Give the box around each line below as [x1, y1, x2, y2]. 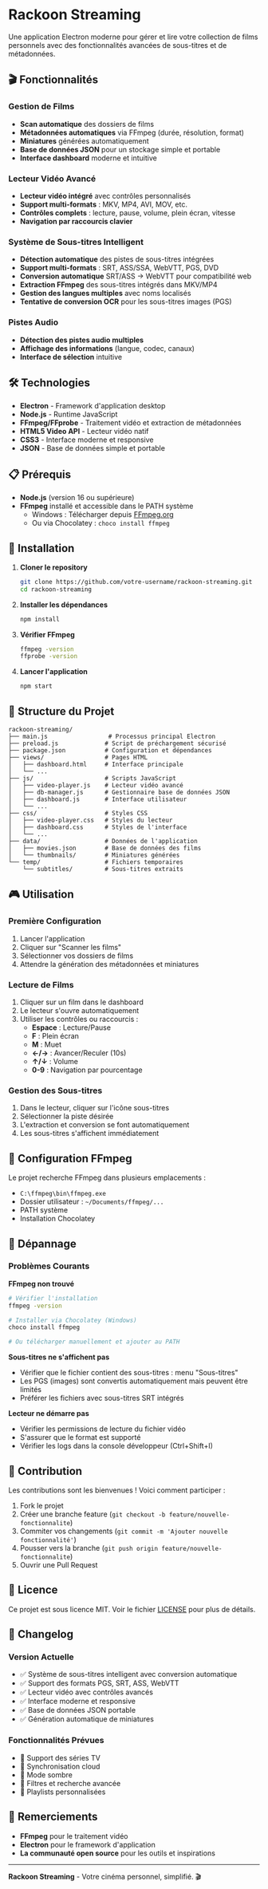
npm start [19, 682, 53, 691]
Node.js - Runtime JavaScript [19, 409, 118, 420]
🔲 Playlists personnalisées [19, 1787, 106, 1796]
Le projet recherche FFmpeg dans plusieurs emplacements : [8, 1173, 206, 1182]
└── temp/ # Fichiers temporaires [8, 858, 183, 866]
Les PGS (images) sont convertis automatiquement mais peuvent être [19, 1376, 249, 1386]
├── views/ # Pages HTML [8, 754, 148, 762]
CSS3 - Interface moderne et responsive [19, 435, 154, 444]
